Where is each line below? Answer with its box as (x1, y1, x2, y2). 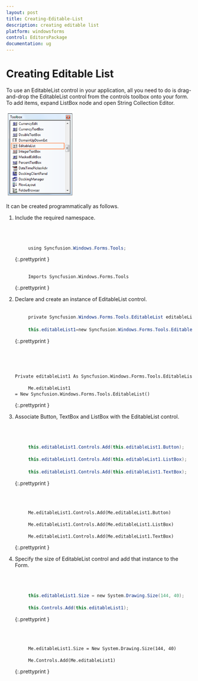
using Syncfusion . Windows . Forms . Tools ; (28, 245, 126, 251)
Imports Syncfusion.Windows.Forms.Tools (28, 274, 129, 280)
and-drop (6, 92, 30, 100)
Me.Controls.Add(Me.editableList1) (28, 658, 116, 664)
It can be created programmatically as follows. (6, 202, 119, 210)
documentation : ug (6, 41, 51, 47)
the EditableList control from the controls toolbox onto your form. (30, 92, 189, 100)
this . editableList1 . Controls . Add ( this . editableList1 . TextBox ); (28, 469, 187, 475)
